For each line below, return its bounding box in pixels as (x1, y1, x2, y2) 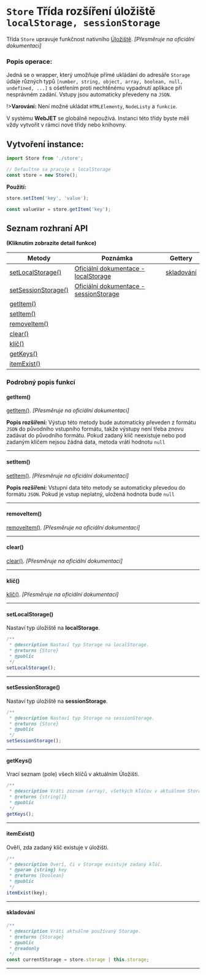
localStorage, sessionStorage (6, 17, 161, 29)
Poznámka (101, 254, 133, 262)
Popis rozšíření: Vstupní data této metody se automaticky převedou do (6, 484, 186, 491)
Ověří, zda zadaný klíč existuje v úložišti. (6, 844, 109, 851)
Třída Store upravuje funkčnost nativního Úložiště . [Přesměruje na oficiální (6, 35, 195, 42)
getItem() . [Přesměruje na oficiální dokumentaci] (6, 407, 130, 414)
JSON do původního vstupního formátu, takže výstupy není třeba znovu (6, 425, 184, 433)
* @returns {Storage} (9, 934, 64, 940)
